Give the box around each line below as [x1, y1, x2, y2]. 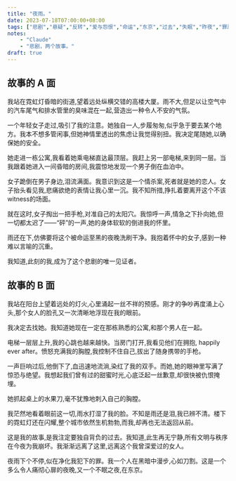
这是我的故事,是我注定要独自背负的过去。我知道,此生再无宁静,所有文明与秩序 [7, 433, 228, 441]
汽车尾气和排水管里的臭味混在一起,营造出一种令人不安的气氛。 [13, 106, 195, 114]
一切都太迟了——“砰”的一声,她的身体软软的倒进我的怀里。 [7, 218, 175, 227]
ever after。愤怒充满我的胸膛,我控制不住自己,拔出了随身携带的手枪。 [7, 347, 205, 355]
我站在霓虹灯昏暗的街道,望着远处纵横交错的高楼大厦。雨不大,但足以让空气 [7, 97, 221, 105]
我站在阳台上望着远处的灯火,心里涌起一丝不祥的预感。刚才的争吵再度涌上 [7, 299, 219, 308]
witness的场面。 [7, 195, 55, 203]
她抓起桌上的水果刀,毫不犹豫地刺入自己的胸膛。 [7, 394, 145, 402]
